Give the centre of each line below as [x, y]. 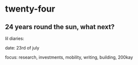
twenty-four [30, 9]
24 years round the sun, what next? [60, 27]
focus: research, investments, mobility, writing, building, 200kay [69, 57]
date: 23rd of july [22, 48]
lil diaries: [15, 38]
